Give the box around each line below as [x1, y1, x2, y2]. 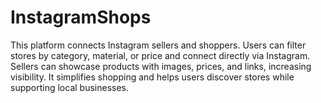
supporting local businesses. [10, 81, 129, 93]
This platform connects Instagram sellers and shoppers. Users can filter [10, 39, 307, 51]
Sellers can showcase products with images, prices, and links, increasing [10, 60, 312, 72]
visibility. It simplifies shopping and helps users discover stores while [10, 71, 295, 83]
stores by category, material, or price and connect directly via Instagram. [10, 49, 311, 61]
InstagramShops [10, 6, 152, 29]
